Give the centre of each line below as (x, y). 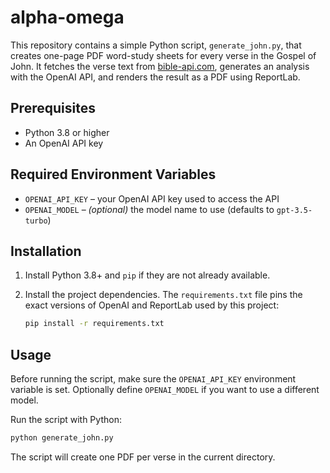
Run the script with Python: (66, 420)
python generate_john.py (62, 438)
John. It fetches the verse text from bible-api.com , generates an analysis (160, 66)
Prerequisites (53, 108)
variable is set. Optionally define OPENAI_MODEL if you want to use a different (165, 390)
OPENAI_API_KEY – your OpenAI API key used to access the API (152, 198)
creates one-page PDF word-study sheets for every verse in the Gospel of (163, 55)
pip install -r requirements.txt (94, 324)
